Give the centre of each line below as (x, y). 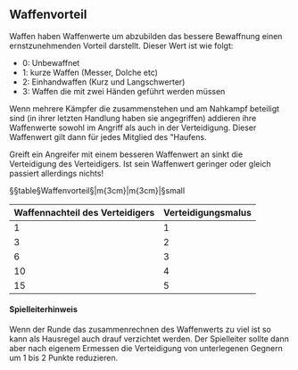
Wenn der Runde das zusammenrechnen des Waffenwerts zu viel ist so (141, 330)
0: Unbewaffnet (51, 62)
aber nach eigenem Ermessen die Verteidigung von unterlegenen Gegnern (146, 349)
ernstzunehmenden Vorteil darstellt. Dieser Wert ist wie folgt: (121, 45)
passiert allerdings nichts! (57, 173)
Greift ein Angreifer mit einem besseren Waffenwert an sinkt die (126, 154)
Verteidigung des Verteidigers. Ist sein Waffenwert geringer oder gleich (141, 163)
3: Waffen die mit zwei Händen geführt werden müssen (124, 91)
